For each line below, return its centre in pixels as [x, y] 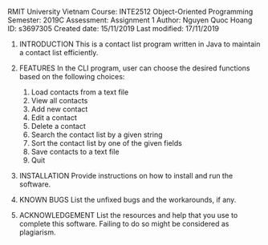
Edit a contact [54, 118]
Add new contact [59, 109]
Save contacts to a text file [75, 152]
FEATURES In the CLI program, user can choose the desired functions [134, 68]
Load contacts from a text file [80, 92]
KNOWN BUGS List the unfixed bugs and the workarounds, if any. [128, 200]
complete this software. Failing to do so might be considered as [124, 224]
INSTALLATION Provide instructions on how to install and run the [126, 176]
